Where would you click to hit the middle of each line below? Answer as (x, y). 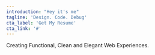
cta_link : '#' (24, 28)
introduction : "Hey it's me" (43, 12)
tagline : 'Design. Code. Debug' (47, 17)
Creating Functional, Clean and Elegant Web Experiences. (77, 45)
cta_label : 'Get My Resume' (41, 23)
